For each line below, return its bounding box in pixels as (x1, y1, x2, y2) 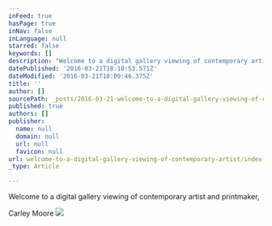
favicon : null (15, 147, 63, 156)
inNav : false (8, 27, 53, 35)
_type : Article (8, 163, 60, 171)
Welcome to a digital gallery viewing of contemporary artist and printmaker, (8, 192, 260, 202)
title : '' (8, 79, 42, 87)
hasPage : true (8, 19, 57, 28)
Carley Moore (8, 208, 54, 219)
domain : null (15, 132, 60, 140)
